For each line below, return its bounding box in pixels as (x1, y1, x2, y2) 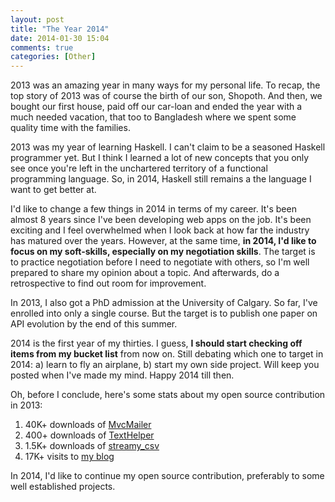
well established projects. (10, 481, 116, 493)
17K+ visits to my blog (24, 451, 115, 463)
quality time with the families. (10, 122, 131, 134)
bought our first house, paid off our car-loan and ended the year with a (10, 101, 303, 113)
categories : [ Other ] (10, 52, 97, 62)
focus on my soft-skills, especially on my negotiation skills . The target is (10, 246, 316, 258)
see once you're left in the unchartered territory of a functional (10, 162, 268, 175)
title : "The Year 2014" (10, 24, 110, 34)
